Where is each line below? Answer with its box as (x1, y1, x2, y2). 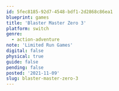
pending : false (6, 64, 44, 71)
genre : (6, 31, 23, 37)
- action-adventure (11, 37, 60, 43)
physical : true (6, 53, 44, 59)
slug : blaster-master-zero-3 (6, 75, 79, 81)
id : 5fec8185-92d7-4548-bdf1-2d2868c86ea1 (6, 8, 113, 15)
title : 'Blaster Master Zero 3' (6, 20, 86, 26)
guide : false (6, 59, 39, 65)
